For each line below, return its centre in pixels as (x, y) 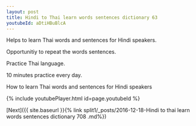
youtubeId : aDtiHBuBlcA (36, 23)
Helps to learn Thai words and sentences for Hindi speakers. (81, 40)
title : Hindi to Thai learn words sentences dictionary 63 (82, 17)
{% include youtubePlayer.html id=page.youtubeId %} (73, 99)
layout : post (23, 12)
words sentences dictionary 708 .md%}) (56, 117)
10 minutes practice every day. (44, 75)
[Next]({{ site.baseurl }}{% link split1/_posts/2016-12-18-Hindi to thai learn (98, 110)
